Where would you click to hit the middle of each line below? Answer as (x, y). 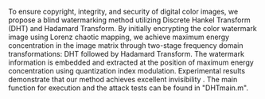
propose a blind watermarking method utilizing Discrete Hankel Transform (129, 20)
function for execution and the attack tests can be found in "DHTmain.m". (129, 88)
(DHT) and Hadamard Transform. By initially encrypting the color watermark (132, 28)
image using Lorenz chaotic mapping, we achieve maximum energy (119, 37)
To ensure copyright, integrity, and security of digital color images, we (123, 12)
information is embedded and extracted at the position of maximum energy (131, 62)
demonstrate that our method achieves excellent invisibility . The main (123, 79)
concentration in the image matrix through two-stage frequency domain (126, 46)
